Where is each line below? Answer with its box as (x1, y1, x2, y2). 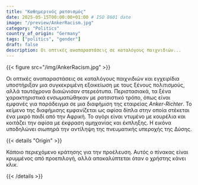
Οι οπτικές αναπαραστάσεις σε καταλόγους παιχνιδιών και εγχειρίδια (6, 75, 180, 82)
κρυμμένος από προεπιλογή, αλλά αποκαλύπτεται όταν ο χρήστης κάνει (6, 155, 186, 162)
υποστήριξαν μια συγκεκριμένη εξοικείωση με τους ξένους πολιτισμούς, (6, 81, 185, 88)
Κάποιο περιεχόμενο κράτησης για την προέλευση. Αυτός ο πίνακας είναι (6, 148, 189, 155)
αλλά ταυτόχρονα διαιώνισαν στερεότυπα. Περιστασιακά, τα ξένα (6, 87, 171, 95)
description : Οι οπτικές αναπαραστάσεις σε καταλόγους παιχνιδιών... (6, 47, 182, 53)
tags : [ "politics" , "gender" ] (6, 36, 81, 42)
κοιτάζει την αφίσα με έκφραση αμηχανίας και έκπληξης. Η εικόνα (6, 119, 172, 126)
